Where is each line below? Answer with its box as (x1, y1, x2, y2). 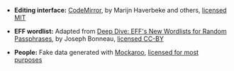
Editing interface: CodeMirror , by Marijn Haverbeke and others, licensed (13, 6, 227, 14)
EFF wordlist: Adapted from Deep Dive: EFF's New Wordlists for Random (13, 27, 227, 35)
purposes (13, 56, 43, 64)
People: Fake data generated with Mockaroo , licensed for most (13, 49, 199, 56)
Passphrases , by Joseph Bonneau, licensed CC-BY (13, 34, 165, 43)
